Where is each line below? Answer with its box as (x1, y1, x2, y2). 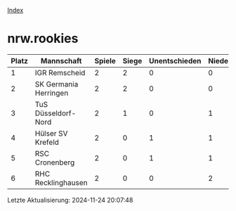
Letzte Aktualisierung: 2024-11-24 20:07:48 (7, 196, 133, 204)
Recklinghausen (34, 177, 88, 187)
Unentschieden (148, 56, 202, 65)
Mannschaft (41, 56, 82, 65)
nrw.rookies (7, 31, 79, 46)
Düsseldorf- (34, 108, 77, 118)
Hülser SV (34, 128, 68, 138)
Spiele (94, 56, 116, 65)
